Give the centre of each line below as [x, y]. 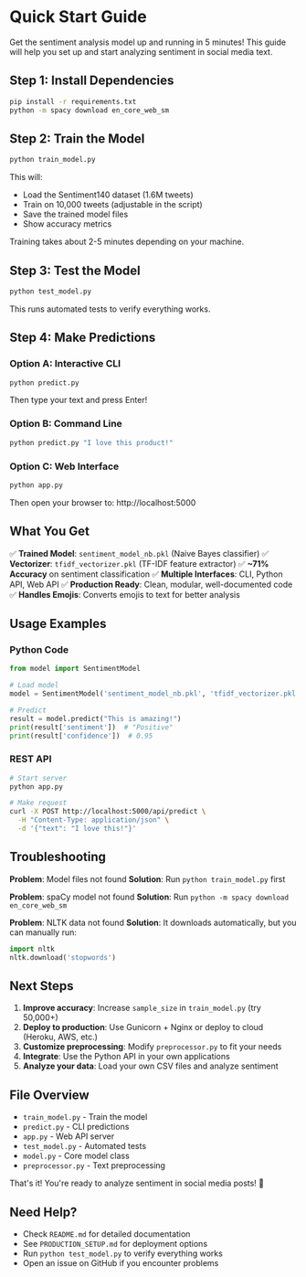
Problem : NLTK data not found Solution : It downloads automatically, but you [153, 922]
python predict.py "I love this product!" [91, 442]
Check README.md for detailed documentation [106, 1234]
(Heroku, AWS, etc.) [60, 1037]
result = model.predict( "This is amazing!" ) [95, 718]
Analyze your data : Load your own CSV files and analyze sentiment [150, 1066]
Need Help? [43, 1212]
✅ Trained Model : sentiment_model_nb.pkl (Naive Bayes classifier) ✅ [139, 553]
